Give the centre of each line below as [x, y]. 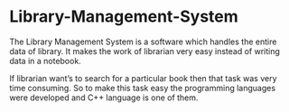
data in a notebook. [45, 61]
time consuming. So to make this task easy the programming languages [143, 88]
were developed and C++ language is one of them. [104, 98]
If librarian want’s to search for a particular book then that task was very [143, 78]
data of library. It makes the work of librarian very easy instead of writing [144, 51]
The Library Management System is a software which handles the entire [143, 42]
